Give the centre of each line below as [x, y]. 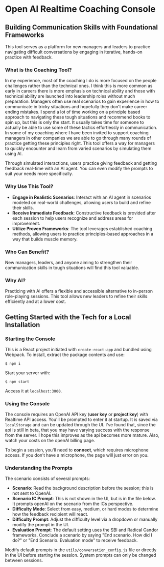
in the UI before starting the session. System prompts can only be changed [81, 555]
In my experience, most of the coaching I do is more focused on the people [81, 81]
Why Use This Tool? [29, 186]
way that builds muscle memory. [45, 239]
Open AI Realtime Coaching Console [80, 9]
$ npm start [17, 382]
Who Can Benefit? [27, 252]
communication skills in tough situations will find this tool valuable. [72, 268]
